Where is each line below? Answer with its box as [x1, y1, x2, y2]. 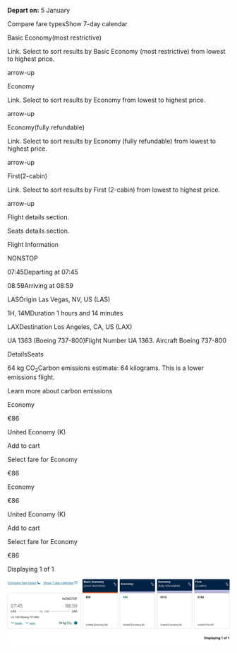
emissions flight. [7, 373, 55, 381]
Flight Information [7, 241, 59, 248]
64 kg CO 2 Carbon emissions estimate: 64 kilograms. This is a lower [7, 364, 205, 374]
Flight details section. [7, 213, 69, 221]
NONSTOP [7, 254, 38, 262]
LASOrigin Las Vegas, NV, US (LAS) [7, 295, 111, 304]
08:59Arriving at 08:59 [7, 282, 74, 289]
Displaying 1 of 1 [7, 565, 54, 573]
